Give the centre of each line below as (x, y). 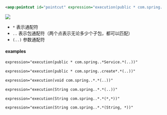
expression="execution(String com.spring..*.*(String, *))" (69, 108)
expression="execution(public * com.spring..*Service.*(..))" (71, 62)
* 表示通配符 (25, 27)
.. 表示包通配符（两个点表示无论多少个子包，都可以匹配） (72, 33)
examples (16, 51)
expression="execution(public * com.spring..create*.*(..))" (70, 71)
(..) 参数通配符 (29, 39)
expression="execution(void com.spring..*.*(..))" (59, 80)
